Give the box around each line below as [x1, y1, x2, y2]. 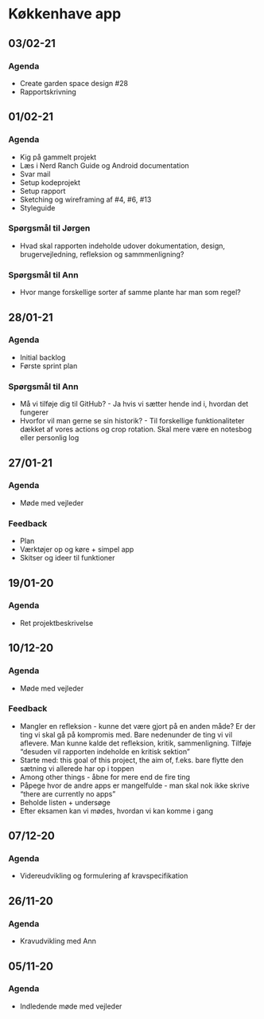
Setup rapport [19, 186, 66, 195]
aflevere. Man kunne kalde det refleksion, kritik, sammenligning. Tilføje [19, 738, 252, 748]
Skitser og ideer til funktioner [19, 553, 115, 563]
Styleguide [19, 203, 56, 212]
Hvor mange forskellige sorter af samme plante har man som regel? [19, 288, 241, 297]
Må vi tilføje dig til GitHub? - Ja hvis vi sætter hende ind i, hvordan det [19, 399, 249, 409]
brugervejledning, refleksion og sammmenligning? [19, 249, 184, 259]
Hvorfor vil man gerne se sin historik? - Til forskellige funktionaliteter [19, 416, 245, 426]
